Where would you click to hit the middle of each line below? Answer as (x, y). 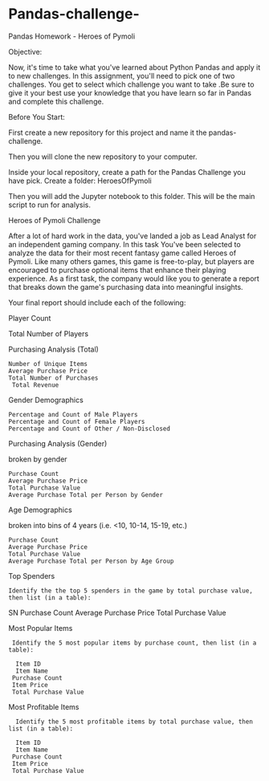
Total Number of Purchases (53, 378)
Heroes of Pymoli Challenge (55, 220)
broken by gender (38, 459)
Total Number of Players (49, 333)
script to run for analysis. (49, 205)
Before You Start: (37, 116)
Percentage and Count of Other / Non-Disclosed (90, 429)
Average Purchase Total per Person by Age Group (91, 561)
